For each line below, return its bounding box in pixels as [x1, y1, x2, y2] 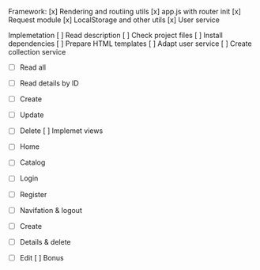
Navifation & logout [19, 205, 83, 215]
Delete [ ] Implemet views [19, 126, 104, 135]
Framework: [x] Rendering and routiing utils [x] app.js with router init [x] [8, 7, 241, 16]
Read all [19, 63, 46, 72]
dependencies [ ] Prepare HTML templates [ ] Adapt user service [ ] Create [8, 39, 252, 48]
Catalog [19, 158, 46, 167]
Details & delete [19, 237, 71, 246]
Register [19, 189, 47, 199]
